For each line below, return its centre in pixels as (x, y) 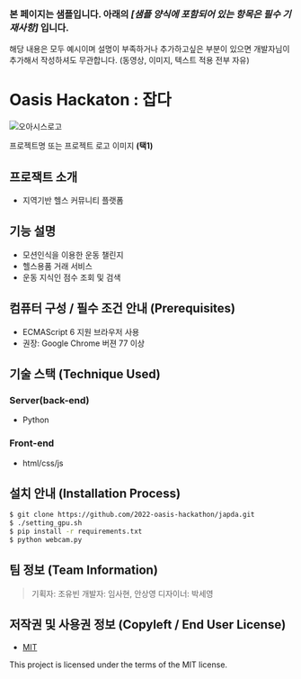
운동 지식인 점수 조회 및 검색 (71, 277)
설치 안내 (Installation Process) (95, 494)
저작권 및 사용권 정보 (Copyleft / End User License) (148, 625)
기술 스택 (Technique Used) (85, 374)
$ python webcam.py (46, 540)
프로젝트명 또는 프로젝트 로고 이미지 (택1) (81, 146)
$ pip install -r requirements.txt (76, 532)
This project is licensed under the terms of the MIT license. (118, 665)
